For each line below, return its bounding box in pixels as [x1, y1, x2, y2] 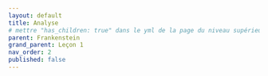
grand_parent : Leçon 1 [8, 41, 84, 49]
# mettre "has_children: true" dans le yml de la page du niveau [8, 26, 230, 34]
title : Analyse [8, 19, 59, 27]
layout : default [8, 11, 62, 20]
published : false [8, 56, 66, 64]
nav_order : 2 [8, 48, 52, 56]
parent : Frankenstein [8, 33, 81, 42]
